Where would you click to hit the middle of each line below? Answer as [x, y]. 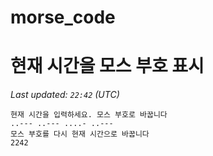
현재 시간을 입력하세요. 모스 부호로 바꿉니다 [89, 115]
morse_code [63, 17]
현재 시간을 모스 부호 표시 [107, 66]
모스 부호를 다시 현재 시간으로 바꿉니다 [80, 134]
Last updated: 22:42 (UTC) [65, 95]
